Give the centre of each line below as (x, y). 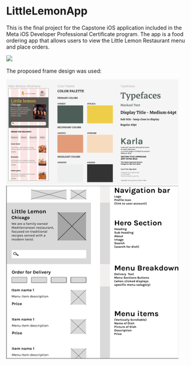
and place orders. (28, 47)
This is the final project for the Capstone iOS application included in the (94, 28)
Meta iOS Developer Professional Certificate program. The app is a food (95, 34)
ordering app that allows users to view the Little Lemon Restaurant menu (96, 40)
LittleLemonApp (47, 11)
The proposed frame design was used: (54, 71)
